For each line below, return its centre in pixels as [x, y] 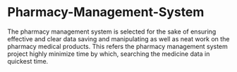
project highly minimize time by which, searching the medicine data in [109, 54]
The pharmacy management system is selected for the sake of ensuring [112, 31]
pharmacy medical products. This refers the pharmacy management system [117, 46]
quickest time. [28, 61]
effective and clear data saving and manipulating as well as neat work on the [119, 38]
